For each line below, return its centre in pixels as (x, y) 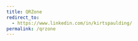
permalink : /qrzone (31, 29)
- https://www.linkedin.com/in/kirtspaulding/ (72, 23)
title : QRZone (24, 12)
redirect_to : (23, 17)
